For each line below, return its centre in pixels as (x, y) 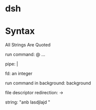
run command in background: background (48, 83)
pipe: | (12, 64)
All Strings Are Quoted (28, 45)
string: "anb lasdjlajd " (28, 102)
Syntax (20, 31)
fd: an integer (19, 73)
